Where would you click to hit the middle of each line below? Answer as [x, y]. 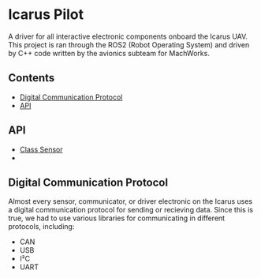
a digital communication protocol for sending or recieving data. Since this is [131, 210]
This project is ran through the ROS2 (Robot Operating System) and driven [129, 44]
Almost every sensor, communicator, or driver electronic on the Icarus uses [130, 201]
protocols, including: [41, 227]
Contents [32, 78]
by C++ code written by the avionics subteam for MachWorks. [109, 53]
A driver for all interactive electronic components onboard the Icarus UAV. [128, 36]
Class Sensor [41, 149]
